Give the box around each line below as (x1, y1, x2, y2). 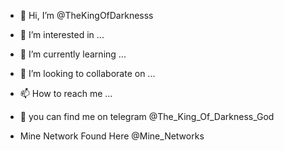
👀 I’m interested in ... (19, 29, 105, 40)
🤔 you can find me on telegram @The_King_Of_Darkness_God (19, 111, 275, 122)
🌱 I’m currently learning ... (19, 48, 127, 60)
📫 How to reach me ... (19, 88, 113, 99)
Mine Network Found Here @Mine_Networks (19, 130, 205, 142)
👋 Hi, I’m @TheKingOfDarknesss (19, 10, 154, 21)
